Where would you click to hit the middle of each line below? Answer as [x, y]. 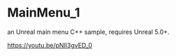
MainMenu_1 [44, 13]
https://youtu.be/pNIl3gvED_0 [50, 45]
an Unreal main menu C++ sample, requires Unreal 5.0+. [88, 32]
